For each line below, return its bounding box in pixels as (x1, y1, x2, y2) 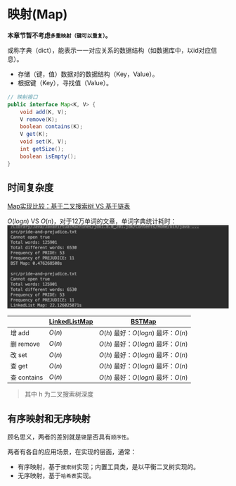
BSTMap (131, 318, 157, 326)
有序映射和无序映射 (7, 413, 91, 425)
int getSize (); (20, 146, 65, 153)
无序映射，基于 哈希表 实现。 (17, 471, 96, 480)
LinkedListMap (48, 318, 93, 326)
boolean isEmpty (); (20, 153, 77, 160)
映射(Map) (7, 6, 68, 23)
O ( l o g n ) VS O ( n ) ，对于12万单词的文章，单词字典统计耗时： (7, 216, 177, 225)
